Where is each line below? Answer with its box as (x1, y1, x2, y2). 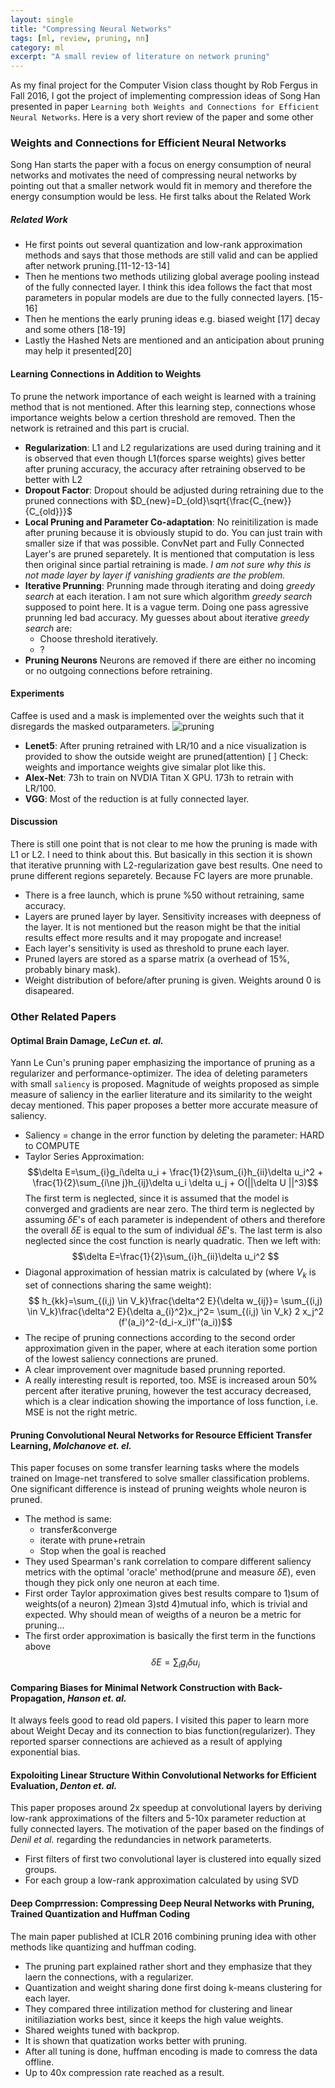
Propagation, (10, 1692, 66, 1704)
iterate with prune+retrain (39, 1534, 146, 1546)
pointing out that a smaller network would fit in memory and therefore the (10, 180, 313, 192)
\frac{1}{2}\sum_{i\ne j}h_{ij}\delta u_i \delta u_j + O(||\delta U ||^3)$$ (32, 1177, 319, 1189)
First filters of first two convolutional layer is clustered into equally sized (24, 1853, 322, 1865)
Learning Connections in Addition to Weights (10, 367, 202, 380)
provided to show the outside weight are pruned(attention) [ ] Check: (24, 750, 309, 762)
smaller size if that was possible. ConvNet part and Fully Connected (24, 537, 305, 549)
